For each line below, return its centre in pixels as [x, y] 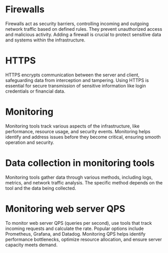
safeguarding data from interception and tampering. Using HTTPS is [77, 80]
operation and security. [30, 142]
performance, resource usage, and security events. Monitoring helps [78, 131]
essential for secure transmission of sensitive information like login [76, 86]
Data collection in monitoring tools [80, 163]
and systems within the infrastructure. [45, 40]
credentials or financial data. [35, 91]
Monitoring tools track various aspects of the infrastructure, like [72, 126]
